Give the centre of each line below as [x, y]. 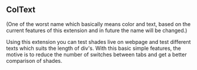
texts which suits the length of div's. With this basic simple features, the [94, 48]
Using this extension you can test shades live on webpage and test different [98, 42]
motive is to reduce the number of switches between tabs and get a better [97, 54]
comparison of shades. [34, 61]
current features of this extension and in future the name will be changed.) [97, 30]
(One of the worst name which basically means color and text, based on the [98, 24]
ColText [21, 10]
